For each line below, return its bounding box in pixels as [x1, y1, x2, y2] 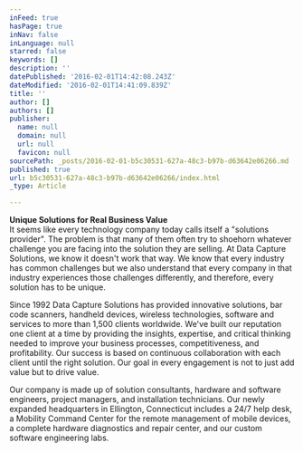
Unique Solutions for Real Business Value [9, 215, 168, 226]
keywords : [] [9, 55, 59, 64]
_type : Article [9, 182, 67, 191]
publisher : [9, 114, 51, 123]
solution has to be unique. [9, 282, 106, 293]
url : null [17, 139, 54, 149]
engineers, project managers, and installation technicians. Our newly [9, 394, 265, 405]
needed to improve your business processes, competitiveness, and [9, 338, 260, 349]
